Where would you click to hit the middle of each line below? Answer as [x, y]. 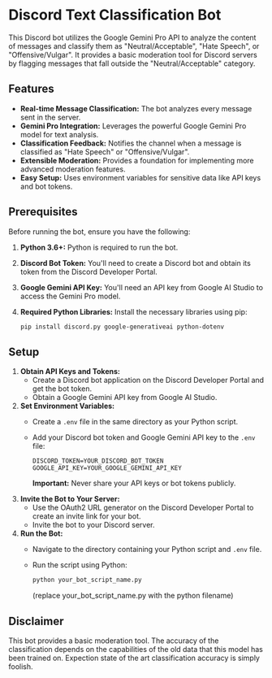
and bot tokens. [46, 186]
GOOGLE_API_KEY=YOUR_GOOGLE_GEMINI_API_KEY [107, 468]
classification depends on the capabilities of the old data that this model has [136, 649]
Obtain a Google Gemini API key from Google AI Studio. [125, 398]
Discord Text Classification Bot [115, 15]
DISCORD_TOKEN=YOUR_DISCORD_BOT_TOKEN [98, 461]
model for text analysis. [59, 134]
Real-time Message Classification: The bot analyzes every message [136, 108]
